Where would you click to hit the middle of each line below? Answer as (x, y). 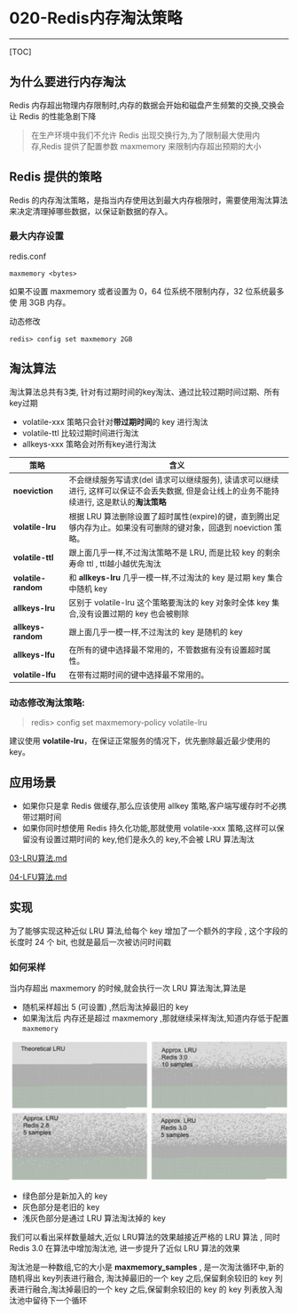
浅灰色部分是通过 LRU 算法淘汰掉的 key (94, 1218)
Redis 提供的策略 (55, 177)
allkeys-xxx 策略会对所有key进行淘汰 (89, 444)
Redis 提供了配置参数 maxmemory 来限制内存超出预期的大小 (151, 146)
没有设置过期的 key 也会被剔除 (134, 613)
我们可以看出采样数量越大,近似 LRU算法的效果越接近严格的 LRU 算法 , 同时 (145, 1237)
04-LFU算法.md (38, 877)
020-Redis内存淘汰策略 (96, 18)
